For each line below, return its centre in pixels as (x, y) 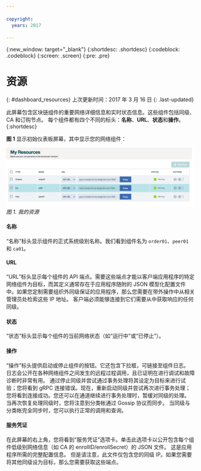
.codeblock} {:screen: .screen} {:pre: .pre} (58, 56)
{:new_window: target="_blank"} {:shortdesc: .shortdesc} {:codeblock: (93, 49)
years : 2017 (27, 25)
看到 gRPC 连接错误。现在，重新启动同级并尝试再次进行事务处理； (109, 388)
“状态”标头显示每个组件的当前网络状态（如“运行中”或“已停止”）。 (85, 336)
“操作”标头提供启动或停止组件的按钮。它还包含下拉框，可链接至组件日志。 (98, 365)
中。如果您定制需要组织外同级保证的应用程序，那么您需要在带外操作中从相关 (100, 292)
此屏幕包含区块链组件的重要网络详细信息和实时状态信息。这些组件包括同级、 (100, 112)
